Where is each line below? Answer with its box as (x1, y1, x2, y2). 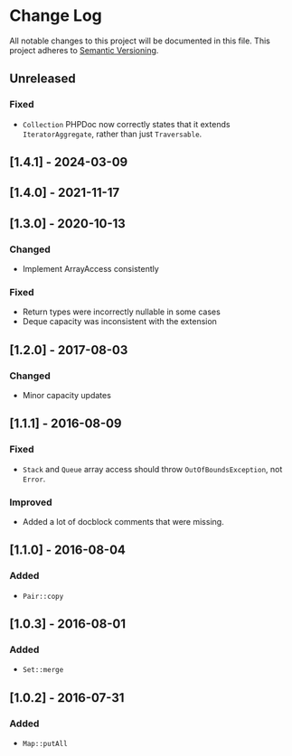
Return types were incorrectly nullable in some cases (22, 306, 221, 317)
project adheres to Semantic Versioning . (9, 44, 159, 55)
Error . (22, 473, 46, 484)
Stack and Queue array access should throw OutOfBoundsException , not (22, 463, 283, 474)
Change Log (9, 5, 102, 26)
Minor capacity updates (22, 390, 111, 401)
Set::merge (22, 666, 64, 675)
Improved (9, 496, 52, 509)
